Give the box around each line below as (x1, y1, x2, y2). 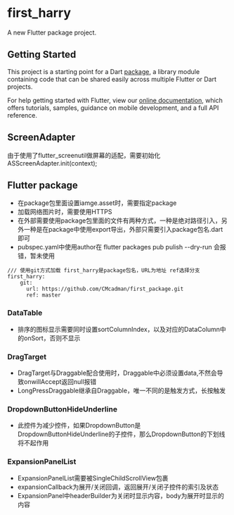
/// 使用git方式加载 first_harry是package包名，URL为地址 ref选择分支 (7, 267, 200, 274)
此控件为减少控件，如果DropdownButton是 (17, 421, 141, 430)
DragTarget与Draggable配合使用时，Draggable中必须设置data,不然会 (17, 368, 217, 377)
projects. (7, 82, 33, 91)
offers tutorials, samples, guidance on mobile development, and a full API (7, 104, 219, 112)
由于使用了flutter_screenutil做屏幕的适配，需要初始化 (7, 151, 161, 159)
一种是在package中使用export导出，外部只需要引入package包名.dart (23, 225, 223, 234)
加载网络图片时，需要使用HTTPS (17, 208, 112, 216)
